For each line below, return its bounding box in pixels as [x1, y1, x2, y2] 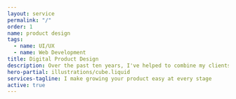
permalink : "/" [7, 17, 52, 24]
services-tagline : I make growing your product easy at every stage [7, 75, 212, 82]
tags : [7, 36, 23, 43]
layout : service [7, 10, 55, 17]
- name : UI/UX [13, 43, 55, 49]
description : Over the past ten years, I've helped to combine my [7, 62, 206, 69]
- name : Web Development [13, 49, 86, 56]
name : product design [7, 29, 71, 37]
